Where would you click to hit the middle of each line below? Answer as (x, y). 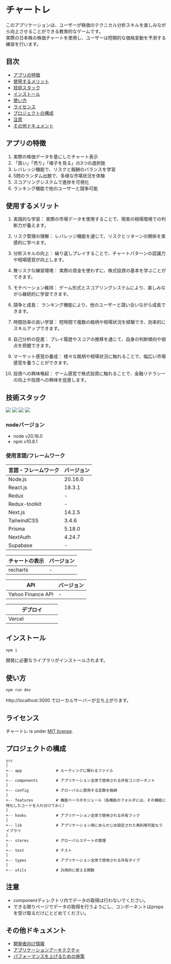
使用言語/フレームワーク (35, 456)
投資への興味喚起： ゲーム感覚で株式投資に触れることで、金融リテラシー (89, 373)
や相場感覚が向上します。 (40, 260)
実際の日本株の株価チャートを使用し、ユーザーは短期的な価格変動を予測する (86, 38)
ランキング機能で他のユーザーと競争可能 (55, 188)
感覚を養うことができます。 (42, 363)
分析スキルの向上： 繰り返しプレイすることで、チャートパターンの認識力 (89, 253)
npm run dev (18, 690)
